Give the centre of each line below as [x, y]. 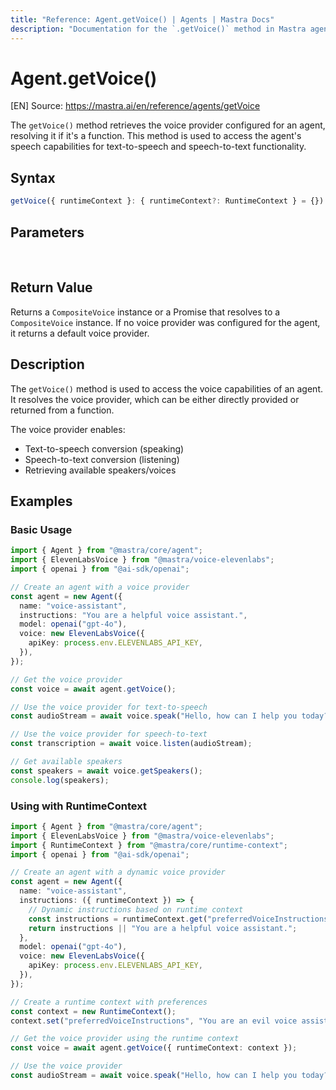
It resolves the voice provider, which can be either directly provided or [155, 399]
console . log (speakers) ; [60, 780]
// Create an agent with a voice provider [100, 587]
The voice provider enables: [68, 429]
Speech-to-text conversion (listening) [102, 459]
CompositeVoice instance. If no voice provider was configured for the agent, [165, 322]
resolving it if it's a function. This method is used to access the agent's [156, 136]
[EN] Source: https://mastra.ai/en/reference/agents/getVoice [135, 106]
